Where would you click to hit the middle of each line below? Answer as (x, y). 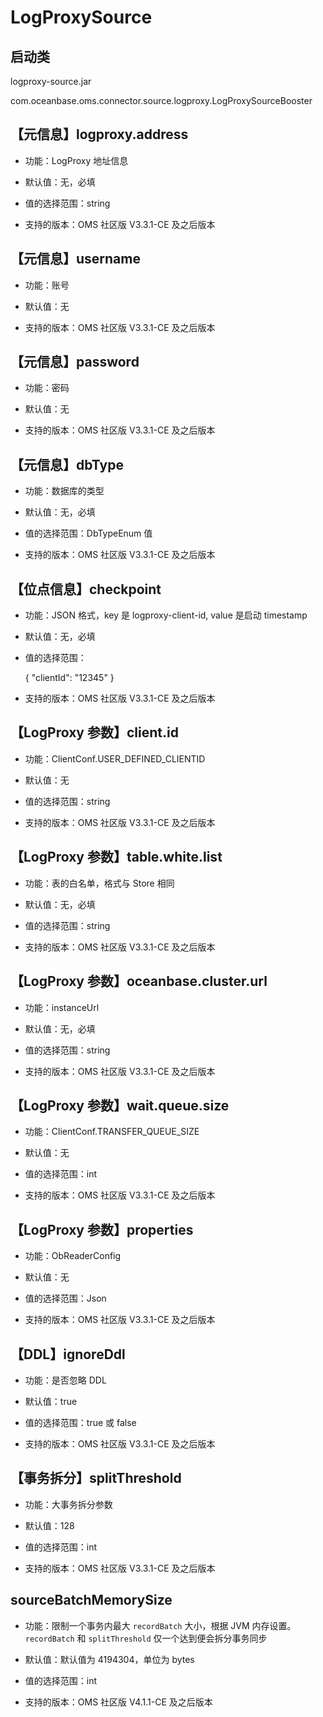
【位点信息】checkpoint (86, 589)
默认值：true (51, 1401)
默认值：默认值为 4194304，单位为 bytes (109, 1659)
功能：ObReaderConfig (73, 1256)
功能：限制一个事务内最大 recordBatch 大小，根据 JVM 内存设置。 (160, 1625)
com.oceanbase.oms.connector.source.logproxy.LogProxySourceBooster (161, 100)
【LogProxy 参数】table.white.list (116, 857)
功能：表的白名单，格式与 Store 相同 (99, 883)
